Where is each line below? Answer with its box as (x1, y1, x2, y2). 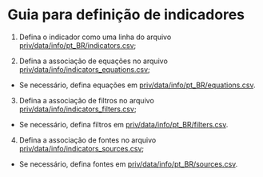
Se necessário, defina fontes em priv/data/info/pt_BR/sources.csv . (18, 159, 238, 169)
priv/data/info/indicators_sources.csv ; (18, 143, 145, 153)
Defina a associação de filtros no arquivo (18, 95, 155, 105)
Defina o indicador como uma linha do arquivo (18, 32, 172, 42)
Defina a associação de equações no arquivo (18, 56, 169, 66)
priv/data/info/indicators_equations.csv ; (18, 64, 151, 74)
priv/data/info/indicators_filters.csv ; (18, 104, 137, 114)
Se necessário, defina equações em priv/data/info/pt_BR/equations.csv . (18, 80, 256, 90)
